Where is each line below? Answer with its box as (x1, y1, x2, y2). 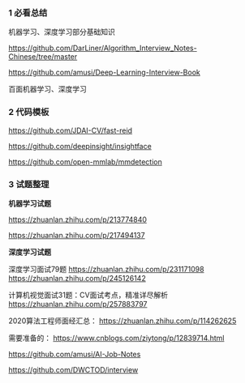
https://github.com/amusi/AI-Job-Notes (8, 349, 141, 359)
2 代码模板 (8, 107, 49, 118)
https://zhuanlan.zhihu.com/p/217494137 (8, 230, 145, 240)
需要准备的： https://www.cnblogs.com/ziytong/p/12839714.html (8, 333, 225, 343)
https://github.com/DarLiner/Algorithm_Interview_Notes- (8, 43, 197, 53)
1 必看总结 (8, 6, 48, 18)
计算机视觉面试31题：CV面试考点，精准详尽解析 (8, 290, 169, 300)
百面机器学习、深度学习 (8, 84, 87, 94)
